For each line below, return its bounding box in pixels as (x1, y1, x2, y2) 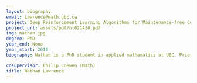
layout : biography (6, 8, 51, 15)
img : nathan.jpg (6, 30, 46, 36)
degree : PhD (6, 36, 35, 41)
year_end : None (6, 41, 43, 47)
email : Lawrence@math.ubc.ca (6, 14, 77, 20)
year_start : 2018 (6, 47, 49, 53)
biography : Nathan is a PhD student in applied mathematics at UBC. (6, 52, 177, 58)
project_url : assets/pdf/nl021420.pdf (6, 25, 101, 31)
